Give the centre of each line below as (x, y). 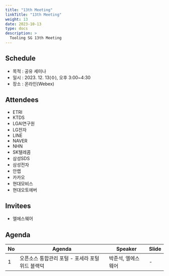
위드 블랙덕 (32, 266)
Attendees (22, 100)
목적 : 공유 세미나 (29, 71)
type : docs (17, 29)
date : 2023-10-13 (23, 24)
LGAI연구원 (24, 123)
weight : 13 (17, 19)
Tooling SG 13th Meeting (36, 38)
